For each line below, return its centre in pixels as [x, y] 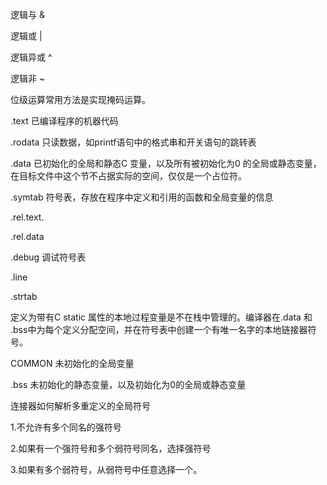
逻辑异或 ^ [31, 57]
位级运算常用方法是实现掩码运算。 [80, 99]
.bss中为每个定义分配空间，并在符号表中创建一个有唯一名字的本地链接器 [159, 329]
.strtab [24, 296]
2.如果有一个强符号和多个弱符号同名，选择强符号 [111, 448]
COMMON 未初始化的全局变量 [72, 363]
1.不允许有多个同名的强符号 [66, 427]
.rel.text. [27, 217]
